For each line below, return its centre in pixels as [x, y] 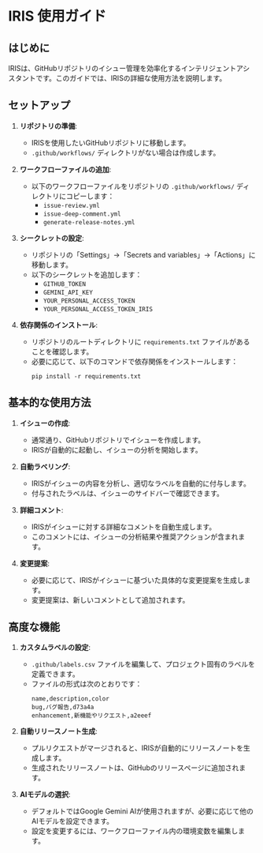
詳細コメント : [41, 509]
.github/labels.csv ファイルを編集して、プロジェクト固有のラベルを [143, 664]
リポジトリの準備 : [48, 126]
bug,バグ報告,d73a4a [63, 708]
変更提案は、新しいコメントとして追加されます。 [110, 599]
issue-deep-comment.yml [82, 214]
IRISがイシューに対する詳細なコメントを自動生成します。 [124, 527]
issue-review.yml [71, 205]
